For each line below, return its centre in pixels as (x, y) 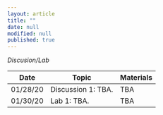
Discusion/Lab (28, 60)
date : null (23, 27)
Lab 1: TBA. (70, 101)
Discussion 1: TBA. (82, 90)
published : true (31, 40)
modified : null (30, 34)
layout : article (31, 14)
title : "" (22, 20)
